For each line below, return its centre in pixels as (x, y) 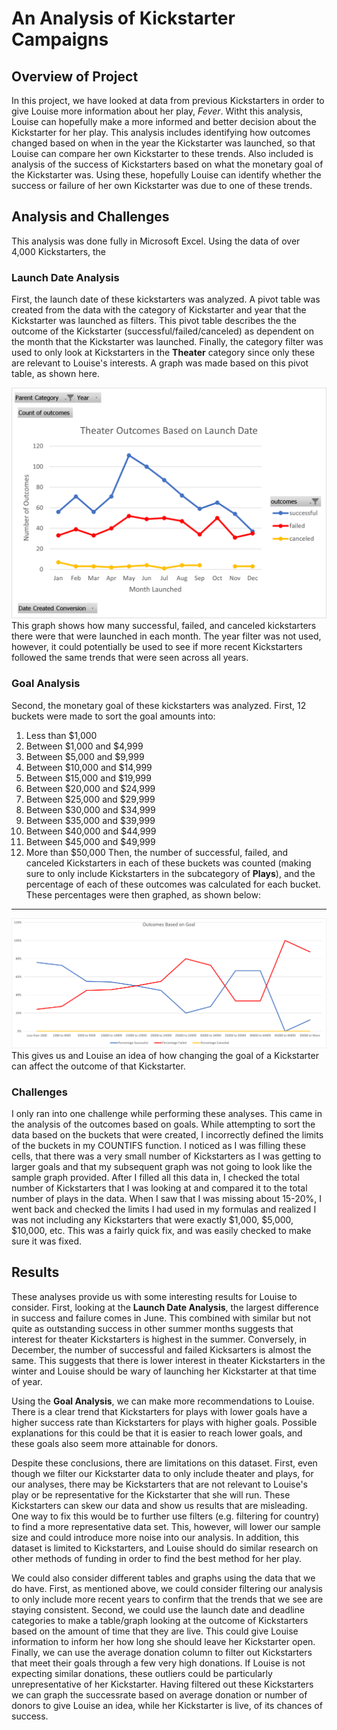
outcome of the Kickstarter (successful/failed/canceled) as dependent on (162, 331)
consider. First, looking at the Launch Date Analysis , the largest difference (165, 1307)
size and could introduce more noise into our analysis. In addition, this (155, 1537)
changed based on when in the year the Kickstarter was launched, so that (163, 143)
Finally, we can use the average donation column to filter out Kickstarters (162, 1652)
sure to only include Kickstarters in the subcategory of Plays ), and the (170, 873)
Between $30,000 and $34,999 (90, 809)
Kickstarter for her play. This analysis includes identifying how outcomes (161, 132)
